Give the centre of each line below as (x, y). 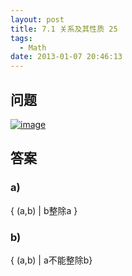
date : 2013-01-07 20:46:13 (66, 57)
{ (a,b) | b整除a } (44, 210)
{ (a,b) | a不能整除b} (51, 260)
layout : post (37, 19)
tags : (21, 38)
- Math (33, 47)
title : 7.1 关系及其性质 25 (64, 29)
